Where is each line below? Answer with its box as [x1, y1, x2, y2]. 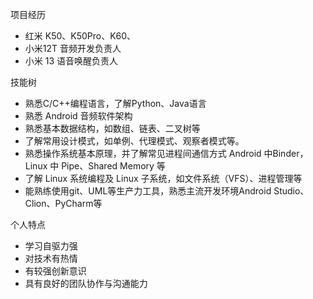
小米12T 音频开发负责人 [24, 43, 122, 54]
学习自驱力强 [24, 240, 78, 252]
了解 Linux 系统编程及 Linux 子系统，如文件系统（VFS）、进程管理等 [24, 173, 303, 184]
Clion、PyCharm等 [24, 198, 103, 209]
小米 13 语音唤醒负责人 [24, 55, 119, 67]
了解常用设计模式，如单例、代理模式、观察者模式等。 [24, 135, 245, 147]
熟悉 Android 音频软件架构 [24, 110, 133, 122]
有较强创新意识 [24, 265, 87, 277]
